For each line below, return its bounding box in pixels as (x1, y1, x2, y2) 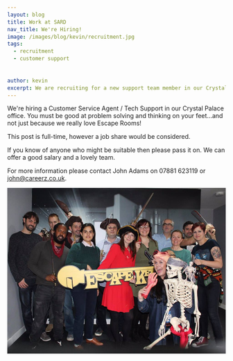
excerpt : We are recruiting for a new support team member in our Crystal (7, 84, 228, 92)
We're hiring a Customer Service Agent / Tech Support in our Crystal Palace (7, 104, 224, 112)
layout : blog (7, 11, 45, 18)
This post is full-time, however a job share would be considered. (7, 133, 191, 141)
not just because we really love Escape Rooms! (7, 119, 142, 128)
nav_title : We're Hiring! (7, 26, 82, 33)
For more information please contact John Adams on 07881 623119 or (7, 167, 206, 175)
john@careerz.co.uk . (7, 174, 67, 183)
